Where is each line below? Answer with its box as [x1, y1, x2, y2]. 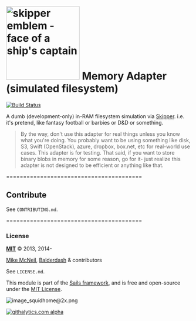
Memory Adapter [82, 69, 167, 83]
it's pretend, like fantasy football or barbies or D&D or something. [6, 119, 163, 126]
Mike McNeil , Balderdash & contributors [6, 256, 103, 264]
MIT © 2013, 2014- [6, 245, 52, 252]
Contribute [6, 190, 47, 200]
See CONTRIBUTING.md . [6, 206, 58, 213]
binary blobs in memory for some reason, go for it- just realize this [20, 155, 181, 162]
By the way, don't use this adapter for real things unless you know [20, 130, 180, 138]
